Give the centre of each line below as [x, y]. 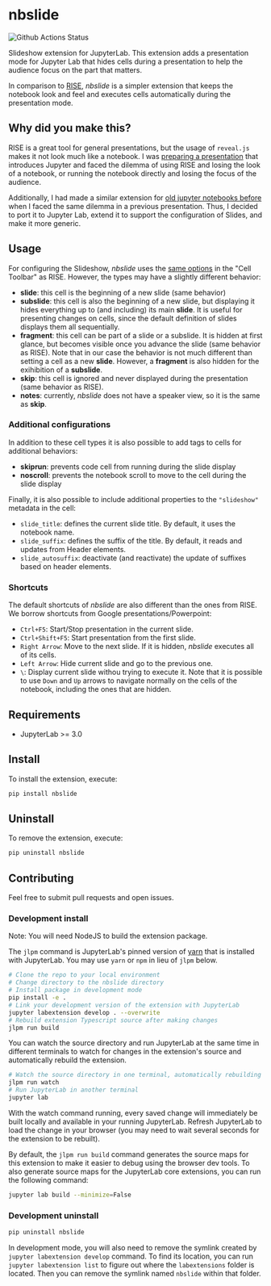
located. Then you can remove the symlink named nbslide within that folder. [135, 1273]
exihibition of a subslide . [61, 370]
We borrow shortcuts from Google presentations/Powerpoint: [110, 614]
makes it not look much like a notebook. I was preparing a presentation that [133, 156]
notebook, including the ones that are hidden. [96, 689]
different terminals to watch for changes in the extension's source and [125, 1052]
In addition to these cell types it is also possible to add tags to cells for [125, 442]
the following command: [48, 1179]
